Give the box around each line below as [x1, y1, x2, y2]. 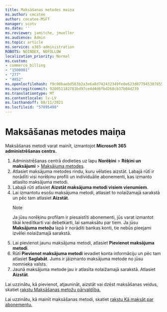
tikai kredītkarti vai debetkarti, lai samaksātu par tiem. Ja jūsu [12, 219, 138, 225]
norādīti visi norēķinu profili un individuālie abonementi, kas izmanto [12, 173, 152, 180]
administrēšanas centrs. [5, 148, 57, 154]
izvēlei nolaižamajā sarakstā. [12, 230, 71, 236]
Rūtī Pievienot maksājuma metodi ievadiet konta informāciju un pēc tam [12, 250, 161, 256]
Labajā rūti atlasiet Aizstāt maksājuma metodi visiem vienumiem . [12, 184, 149, 190]
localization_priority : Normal [5, 53, 70, 59]
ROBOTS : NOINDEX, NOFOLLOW [5, 49, 61, 54]
